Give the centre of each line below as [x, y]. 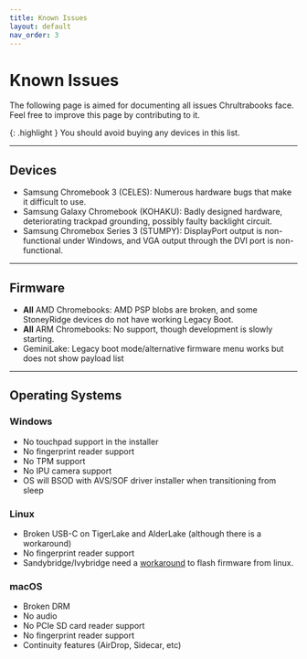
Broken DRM [46, 606]
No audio [40, 616]
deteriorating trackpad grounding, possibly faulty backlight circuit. [147, 221]
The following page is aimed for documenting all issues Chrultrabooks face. [152, 105]
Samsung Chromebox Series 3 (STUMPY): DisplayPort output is [143, 231]
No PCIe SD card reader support [84, 626]
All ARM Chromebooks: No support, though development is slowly [148, 329]
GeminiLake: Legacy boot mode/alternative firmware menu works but [153, 348]
